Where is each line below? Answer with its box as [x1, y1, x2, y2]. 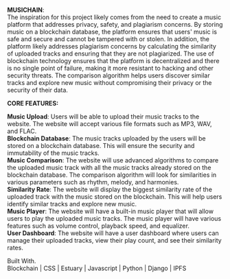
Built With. [7, 257, 36, 265]
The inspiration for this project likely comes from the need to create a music [7, 13, 222, 21]
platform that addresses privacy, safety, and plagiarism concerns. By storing [7, 21, 223, 28]
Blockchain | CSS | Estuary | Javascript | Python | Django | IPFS [7, 264, 187, 272]
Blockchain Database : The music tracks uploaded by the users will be [7, 134, 206, 143]
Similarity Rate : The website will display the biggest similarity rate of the [7, 185, 213, 193]
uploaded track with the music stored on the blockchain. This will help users [7, 193, 222, 201]
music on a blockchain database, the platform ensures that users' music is [7, 27, 218, 36]
